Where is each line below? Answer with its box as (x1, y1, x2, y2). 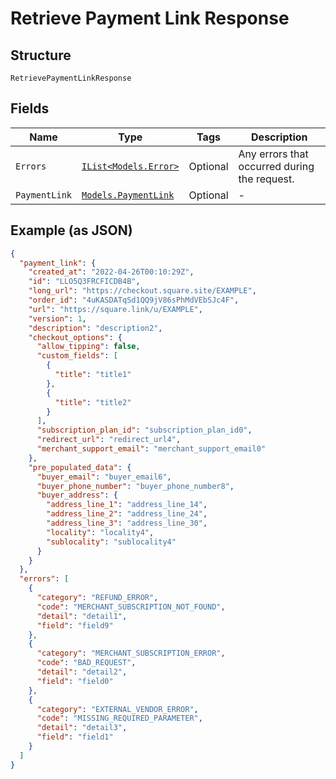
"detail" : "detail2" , (36, 667, 128, 677)
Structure (10, 47, 72, 64)
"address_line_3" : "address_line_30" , (46, 518, 208, 528)
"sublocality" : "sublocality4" (46, 537, 177, 547)
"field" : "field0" (36, 676, 114, 686)
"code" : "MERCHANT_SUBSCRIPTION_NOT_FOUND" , (36, 602, 226, 612)
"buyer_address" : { (36, 490, 118, 501)
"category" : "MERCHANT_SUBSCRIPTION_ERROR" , (36, 648, 226, 659)
